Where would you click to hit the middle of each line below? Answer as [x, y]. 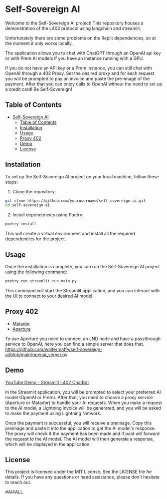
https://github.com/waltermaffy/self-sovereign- [54, 349]
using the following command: [36, 272]
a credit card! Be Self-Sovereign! [39, 89]
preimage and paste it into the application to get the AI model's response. [81, 428]
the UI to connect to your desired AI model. [49, 296]
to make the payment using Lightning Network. [53, 413]
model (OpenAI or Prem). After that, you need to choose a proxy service [79, 397]
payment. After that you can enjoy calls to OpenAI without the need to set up [84, 84]
